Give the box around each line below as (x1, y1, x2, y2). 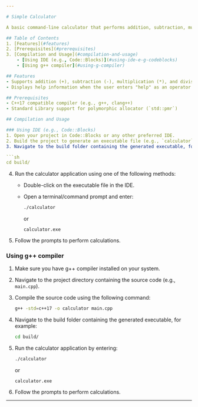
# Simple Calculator (6, 14, 57, 19)
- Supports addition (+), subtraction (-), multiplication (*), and (6, 78, 178, 84)
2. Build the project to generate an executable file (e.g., (6, 138, 160, 144)
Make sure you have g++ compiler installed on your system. (14, 265, 160, 272)
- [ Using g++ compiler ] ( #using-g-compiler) (16, 63, 126, 68)
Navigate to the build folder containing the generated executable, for (14, 316, 181, 323)
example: (14, 323, 37, 330)
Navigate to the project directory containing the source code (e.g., (14, 277, 176, 284)
